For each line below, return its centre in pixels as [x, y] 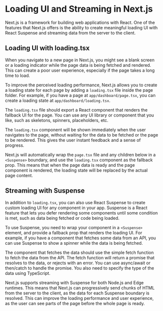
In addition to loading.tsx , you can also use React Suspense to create [75, 202]
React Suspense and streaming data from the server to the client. [71, 33]
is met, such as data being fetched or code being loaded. [62, 218]
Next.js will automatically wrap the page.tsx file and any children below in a [80, 155]
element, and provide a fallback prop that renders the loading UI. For [74, 233]
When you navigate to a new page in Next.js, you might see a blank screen [80, 60]
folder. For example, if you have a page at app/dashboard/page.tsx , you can [80, 95]
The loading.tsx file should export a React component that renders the [76, 110]
